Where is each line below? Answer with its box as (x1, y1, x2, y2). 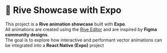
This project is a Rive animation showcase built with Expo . (5, 21, 126, 27)
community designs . (5, 31, 49, 37)
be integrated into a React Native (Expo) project (5, 42, 104, 48)
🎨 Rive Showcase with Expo (5, 4, 122, 16)
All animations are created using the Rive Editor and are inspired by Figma (5, 26, 157, 32)
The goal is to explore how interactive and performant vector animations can (5, 37, 163, 43)
